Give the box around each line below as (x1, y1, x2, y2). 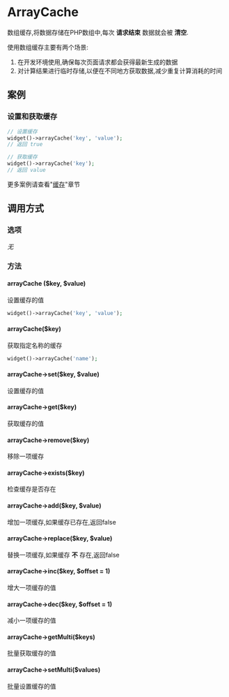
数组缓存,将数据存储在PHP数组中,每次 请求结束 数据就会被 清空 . (7, 28, 189, 36)
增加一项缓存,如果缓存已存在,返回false (7, 518, 116, 526)
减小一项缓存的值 (7, 616, 56, 625)
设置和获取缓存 (7, 112, 58, 122)
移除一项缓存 (7, 452, 44, 461)
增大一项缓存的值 (7, 584, 56, 592)
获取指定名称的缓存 (7, 341, 63, 349)
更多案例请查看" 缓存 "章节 (7, 179, 81, 189)
